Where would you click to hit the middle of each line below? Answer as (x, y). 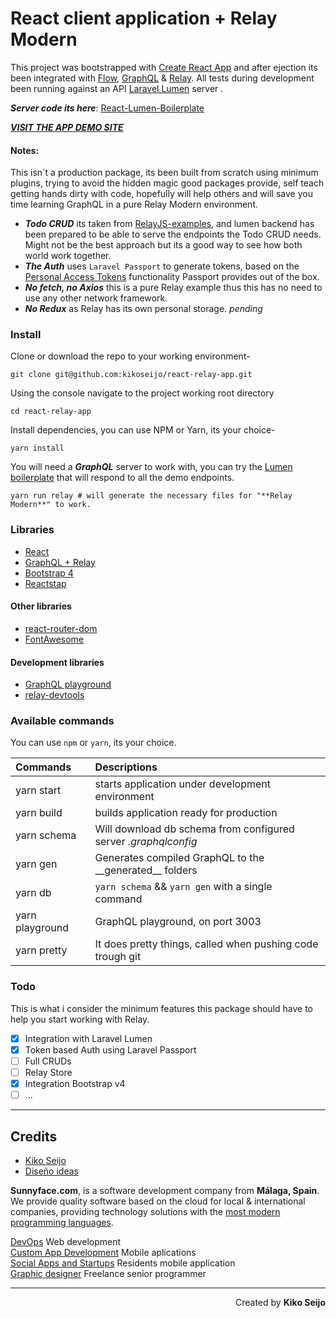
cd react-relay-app (51, 412)
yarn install (37, 448)
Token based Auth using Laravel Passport (110, 1049)
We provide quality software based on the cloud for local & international (158, 1201)
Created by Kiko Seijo (280, 1302)
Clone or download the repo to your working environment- (130, 356)
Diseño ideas (51, 1171)
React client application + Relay (144, 18)
